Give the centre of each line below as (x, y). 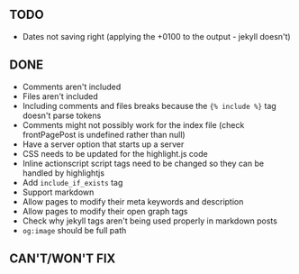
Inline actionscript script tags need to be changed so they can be (143, 163)
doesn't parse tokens (62, 115)
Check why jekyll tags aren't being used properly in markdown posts (149, 221)
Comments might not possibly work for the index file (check (133, 124)
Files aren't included (60, 96)
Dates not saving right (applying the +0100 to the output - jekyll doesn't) (156, 36)
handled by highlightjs (63, 173)
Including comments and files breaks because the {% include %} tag (149, 105)
